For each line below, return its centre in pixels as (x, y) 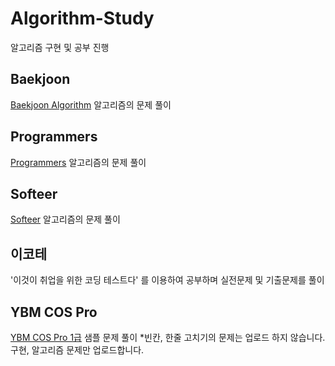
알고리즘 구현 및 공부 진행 (60, 47)
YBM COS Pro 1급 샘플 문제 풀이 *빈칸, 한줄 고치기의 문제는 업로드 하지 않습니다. (168, 337)
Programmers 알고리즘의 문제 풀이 (78, 162)
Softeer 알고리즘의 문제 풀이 (65, 219)
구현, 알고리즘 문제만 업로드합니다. (77, 350)
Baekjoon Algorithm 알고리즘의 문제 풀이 (91, 104)
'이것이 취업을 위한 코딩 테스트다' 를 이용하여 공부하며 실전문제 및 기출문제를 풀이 (167, 280)
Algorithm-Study (82, 18)
